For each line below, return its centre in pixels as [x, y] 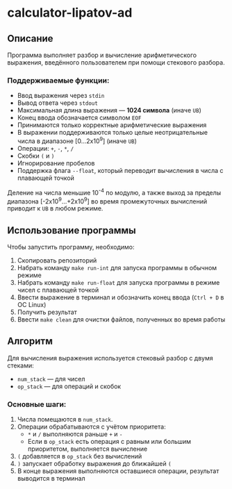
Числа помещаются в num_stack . [65, 420]
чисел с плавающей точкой [58, 290]
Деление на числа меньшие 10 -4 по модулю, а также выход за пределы [114, 192]
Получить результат [47, 312]
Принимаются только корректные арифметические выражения [112, 125]
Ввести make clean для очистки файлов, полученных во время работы [121, 320]
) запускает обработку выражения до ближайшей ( [94, 464]
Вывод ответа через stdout [58, 103]
